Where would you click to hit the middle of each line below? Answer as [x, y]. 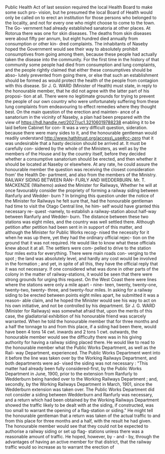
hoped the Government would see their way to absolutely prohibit [71, 49]
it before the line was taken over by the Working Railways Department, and [81, 358]
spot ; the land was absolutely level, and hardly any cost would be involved [81, 259]
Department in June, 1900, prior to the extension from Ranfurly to [71, 374]
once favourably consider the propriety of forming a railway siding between [82, 190]
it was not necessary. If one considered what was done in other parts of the [82, 269]
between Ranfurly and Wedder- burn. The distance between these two [77, 217]
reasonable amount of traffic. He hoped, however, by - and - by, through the [82, 437]
